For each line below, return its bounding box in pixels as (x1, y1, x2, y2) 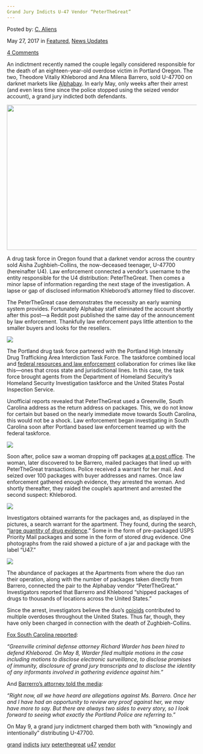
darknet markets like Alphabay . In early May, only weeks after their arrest (7, 80, 189, 87)
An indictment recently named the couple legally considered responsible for (7, 60, 195, 68)
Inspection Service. (7, 386, 55, 393)
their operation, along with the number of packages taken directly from (7, 575, 183, 583)
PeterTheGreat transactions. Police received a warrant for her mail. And (7, 465, 184, 473)
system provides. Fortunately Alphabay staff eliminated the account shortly (7, 305, 193, 312)
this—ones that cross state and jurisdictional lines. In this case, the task (7, 366, 184, 374)
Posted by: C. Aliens (7, 25, 57, 33)
